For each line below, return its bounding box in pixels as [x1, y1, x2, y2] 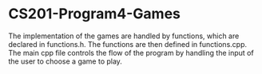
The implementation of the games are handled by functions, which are [8, 31, 240, 41]
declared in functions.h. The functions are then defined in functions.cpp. [8, 39, 248, 49]
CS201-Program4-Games [8, 5, 181, 23]
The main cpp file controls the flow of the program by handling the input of [8, 48, 254, 57]
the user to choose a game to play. [8, 56, 122, 66]
